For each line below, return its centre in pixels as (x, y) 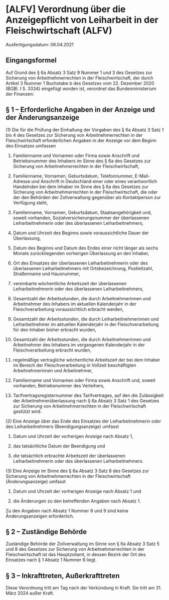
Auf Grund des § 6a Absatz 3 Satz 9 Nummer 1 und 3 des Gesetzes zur (79, 72)
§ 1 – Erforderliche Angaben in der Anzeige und (80, 110)
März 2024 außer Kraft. (30, 593)
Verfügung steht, (30, 203)
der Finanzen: (20, 94)
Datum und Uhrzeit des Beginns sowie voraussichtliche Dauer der (81, 233)
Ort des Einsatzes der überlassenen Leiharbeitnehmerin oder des (80, 263)
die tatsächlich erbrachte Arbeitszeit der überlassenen (69, 456)
